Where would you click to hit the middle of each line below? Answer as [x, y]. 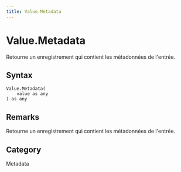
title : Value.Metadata [34, 11]
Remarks [23, 117]
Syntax [19, 75]
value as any [33, 94]
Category [24, 149]
